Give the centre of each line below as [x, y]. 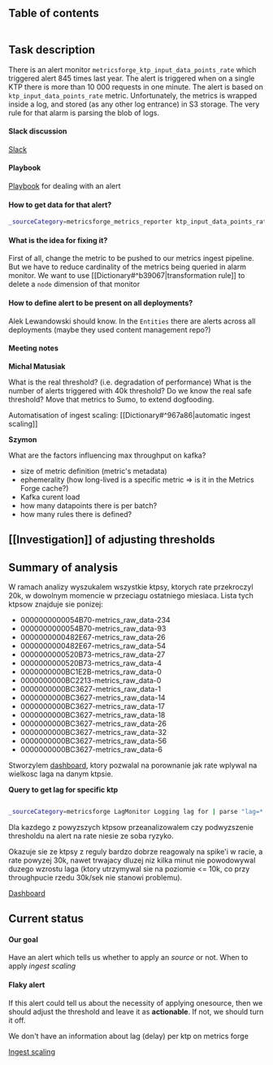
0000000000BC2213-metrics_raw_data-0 [91, 680]
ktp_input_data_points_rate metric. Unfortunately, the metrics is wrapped [133, 95]
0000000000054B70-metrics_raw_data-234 [95, 619]
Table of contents [54, 13]
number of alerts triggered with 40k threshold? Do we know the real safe [130, 390]
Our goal [24, 939]
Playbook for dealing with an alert [65, 186]
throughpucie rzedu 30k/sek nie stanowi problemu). [95, 877]
